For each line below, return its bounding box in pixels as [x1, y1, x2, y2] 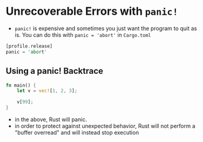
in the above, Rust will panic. [14, 116, 87, 123]
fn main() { [6, 82, 36, 89]
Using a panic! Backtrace [6, 66, 104, 76]
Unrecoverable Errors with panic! [6, 4, 178, 18]
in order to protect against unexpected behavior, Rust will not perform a [14, 122, 196, 130]
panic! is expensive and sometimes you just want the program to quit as [14, 25, 197, 32]
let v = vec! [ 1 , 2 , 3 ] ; [17, 88, 78, 94]
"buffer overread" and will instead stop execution [14, 129, 139, 136]
